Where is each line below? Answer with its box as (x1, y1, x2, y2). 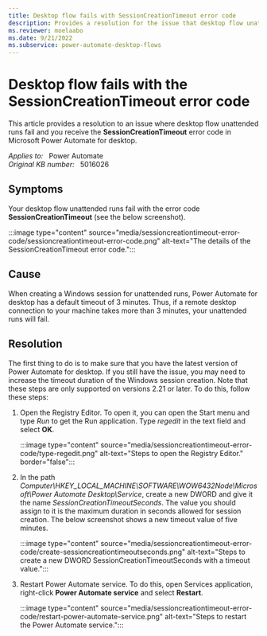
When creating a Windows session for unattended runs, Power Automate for (8, 288, 258, 298)
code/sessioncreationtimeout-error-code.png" (8, 236, 161, 245)
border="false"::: (19, 457, 75, 466)
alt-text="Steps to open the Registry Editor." (99, 448, 244, 458)
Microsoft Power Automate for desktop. (8, 136, 137, 146)
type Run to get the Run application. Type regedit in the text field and (19, 416, 246, 426)
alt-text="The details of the (161, 236, 251, 245)
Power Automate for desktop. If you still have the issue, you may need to (8, 367, 246, 377)
